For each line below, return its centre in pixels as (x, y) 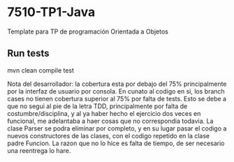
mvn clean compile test (41, 70)
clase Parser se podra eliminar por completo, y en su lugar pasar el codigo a (117, 128)
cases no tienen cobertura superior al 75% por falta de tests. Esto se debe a (117, 98)
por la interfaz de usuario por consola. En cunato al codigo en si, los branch (116, 91)
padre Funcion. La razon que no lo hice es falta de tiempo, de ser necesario (116, 143)
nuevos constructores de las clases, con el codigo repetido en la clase (109, 135)
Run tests (28, 53)
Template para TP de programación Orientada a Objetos (88, 31)
